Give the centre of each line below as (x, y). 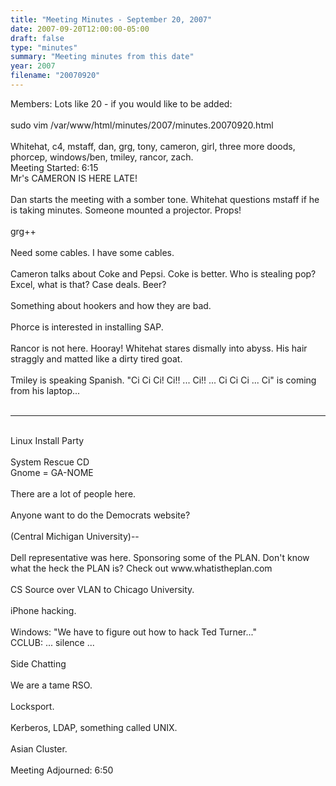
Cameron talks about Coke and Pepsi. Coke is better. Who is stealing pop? (163, 273)
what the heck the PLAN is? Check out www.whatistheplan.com (141, 568)
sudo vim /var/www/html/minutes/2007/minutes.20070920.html (142, 125)
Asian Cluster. (39, 748)
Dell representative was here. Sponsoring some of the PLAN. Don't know (160, 557)
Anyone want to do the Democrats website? (100, 515)
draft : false (37, 38)
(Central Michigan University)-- (75, 536)
